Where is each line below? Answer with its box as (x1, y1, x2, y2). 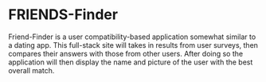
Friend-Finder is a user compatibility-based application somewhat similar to (8, 32, 256, 41)
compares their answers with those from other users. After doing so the (8, 49, 244, 58)
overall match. (8, 65, 55, 75)
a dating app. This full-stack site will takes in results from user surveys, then (8, 40, 259, 49)
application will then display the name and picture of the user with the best (8, 57, 253, 67)
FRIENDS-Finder (8, 6, 118, 24)
